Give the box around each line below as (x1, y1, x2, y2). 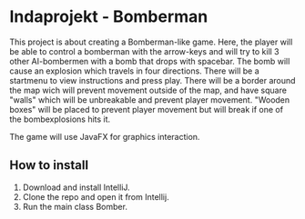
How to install (9, 157, 89, 174)
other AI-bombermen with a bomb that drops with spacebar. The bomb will (9, 55, 290, 66)
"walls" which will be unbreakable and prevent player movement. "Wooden (9, 94, 290, 105)
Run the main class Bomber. (22, 201, 127, 212)
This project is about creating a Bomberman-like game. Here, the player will (9, 36, 293, 47)
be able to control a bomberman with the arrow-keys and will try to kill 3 (9, 45, 280, 56)
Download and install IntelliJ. (22, 182, 130, 193)
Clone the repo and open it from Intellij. (22, 191, 170, 202)
